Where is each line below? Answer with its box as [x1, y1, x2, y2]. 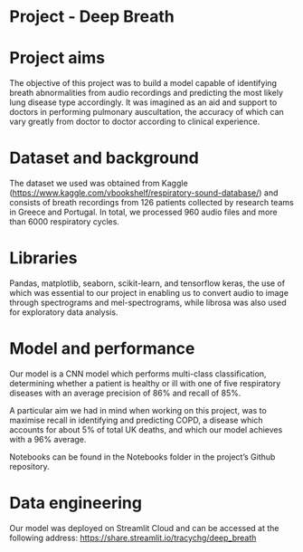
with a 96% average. [9, 433, 87, 444]
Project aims [9, 48, 106, 69]
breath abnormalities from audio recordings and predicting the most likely [9, 88, 283, 99]
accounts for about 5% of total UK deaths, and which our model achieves [9, 424, 283, 435]
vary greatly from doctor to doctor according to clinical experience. [9, 116, 260, 128]
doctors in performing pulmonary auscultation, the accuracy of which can [9, 107, 285, 118]
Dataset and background [9, 148, 199, 168]
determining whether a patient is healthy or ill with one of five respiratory [9, 377, 281, 388]
